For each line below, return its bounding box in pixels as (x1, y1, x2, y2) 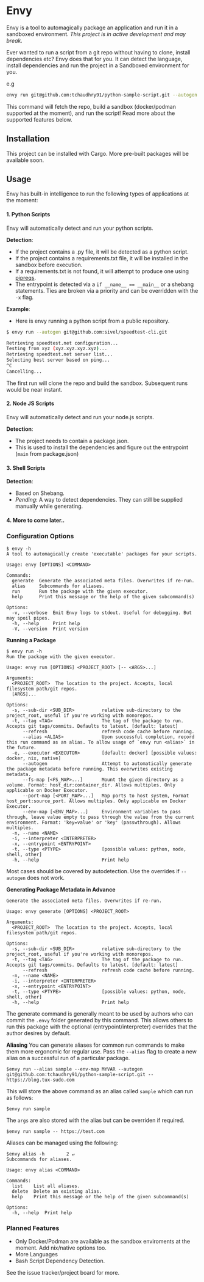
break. (6, 37, 23, 44)
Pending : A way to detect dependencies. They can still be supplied (15, 496, 183, 504)
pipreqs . (15, 274, 37, 281)
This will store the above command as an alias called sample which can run (6, 1088, 194, 1095)
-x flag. (15, 293, 34, 301)
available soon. (6, 156, 44, 164)
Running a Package (6, 637, 57, 644)
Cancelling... (6, 368, 43, 375)
